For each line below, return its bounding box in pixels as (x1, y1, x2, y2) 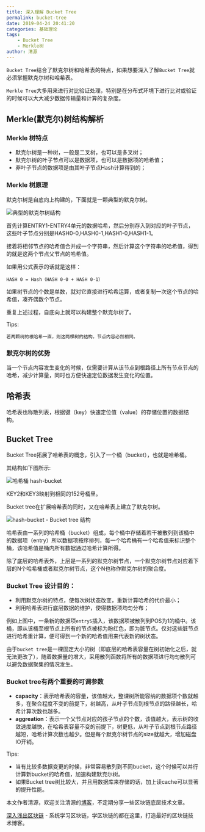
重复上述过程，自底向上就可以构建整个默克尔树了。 (6, 308, 135, 316)
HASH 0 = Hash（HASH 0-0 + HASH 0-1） (6, 276, 103, 283)
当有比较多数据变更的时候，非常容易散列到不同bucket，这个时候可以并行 (15, 763, 198, 770)
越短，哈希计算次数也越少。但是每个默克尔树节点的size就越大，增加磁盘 (15, 731, 197, 738)
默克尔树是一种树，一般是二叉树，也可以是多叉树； (15, 149, 144, 156)
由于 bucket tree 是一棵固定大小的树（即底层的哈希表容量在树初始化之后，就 (6, 645, 197, 653)
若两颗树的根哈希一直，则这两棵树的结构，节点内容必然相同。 (6, 333, 138, 339)
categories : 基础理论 (6, 26, 58, 32)
